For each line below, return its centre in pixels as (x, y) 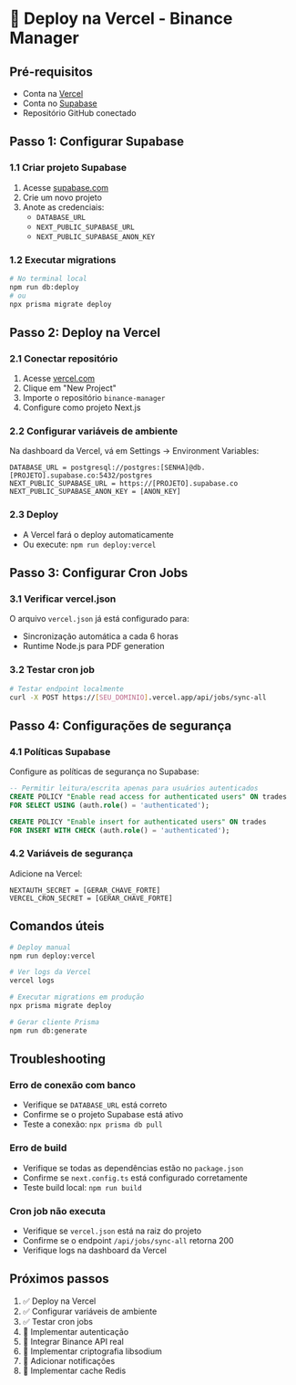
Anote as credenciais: (63, 207)
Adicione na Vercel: (46, 873)
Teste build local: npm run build (82, 1187)
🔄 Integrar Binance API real (73, 1341)
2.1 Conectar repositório (64, 358)
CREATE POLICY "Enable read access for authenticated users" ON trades (148, 797)
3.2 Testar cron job (52, 670)
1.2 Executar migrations (63, 259)
